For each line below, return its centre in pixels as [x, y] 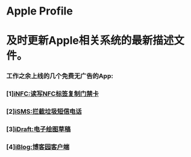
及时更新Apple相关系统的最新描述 [90, 41]
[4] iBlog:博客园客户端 [38, 147]
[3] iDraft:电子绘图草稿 [39, 129]
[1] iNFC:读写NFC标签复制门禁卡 [53, 94]
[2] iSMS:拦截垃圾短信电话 [44, 112]
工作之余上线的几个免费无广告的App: [60, 76]
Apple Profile [40, 11]
